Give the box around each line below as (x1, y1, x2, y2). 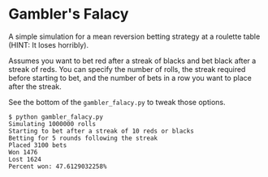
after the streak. (8, 82, 63, 91)
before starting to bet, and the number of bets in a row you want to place (8, 73, 252, 82)
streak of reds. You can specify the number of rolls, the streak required (8, 64, 246, 74)
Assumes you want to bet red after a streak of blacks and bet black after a (8, 56, 257, 65)
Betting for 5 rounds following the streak (8, 134, 158, 142)
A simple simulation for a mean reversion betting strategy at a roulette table (8, 32, 261, 41)
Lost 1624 (8, 155, 42, 163)
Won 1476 (8, 148, 38, 156)
